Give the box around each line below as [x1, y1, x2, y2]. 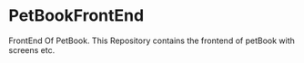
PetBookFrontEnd [8, 5, 145, 26]
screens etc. [8, 44, 56, 55]
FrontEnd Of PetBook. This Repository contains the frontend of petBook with [8, 35, 295, 46]
